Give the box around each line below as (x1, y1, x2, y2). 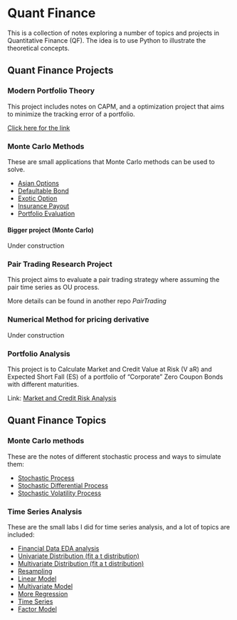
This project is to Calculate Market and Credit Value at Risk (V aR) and (7, 365, 212, 374)
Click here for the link (7, 123, 70, 132)
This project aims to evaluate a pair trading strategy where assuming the (7, 275, 220, 284)
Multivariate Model (17, 582, 73, 590)
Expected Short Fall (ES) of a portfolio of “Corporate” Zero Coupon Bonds (7, 372, 223, 381)
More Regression (17, 590, 68, 598)
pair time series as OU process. (7, 283, 100, 292)
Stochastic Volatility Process (17, 489, 102, 497)
